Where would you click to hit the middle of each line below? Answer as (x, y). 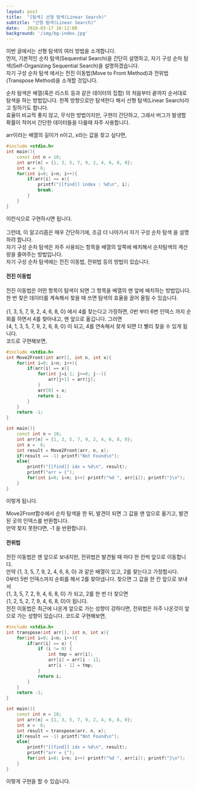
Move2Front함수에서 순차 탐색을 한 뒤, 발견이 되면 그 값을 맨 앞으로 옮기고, (92, 513)
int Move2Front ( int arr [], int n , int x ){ (59, 357)
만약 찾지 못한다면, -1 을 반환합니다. (47, 528)
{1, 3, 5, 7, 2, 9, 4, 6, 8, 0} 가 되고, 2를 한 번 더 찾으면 (67, 594)
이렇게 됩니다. (22, 501)
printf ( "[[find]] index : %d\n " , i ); (84, 185)
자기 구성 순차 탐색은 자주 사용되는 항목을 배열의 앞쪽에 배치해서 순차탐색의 (92, 247)
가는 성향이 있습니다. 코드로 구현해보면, (62, 615)
